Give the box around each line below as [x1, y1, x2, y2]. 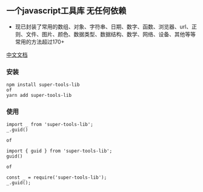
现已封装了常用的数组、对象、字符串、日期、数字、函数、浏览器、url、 [15, 23, 192, 30]
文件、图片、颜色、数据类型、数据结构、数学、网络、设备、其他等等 [25, 30, 196, 38]
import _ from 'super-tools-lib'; [6, 122, 94, 128]
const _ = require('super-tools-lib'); [6, 174, 107, 180]
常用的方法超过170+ [15, 38, 65, 45]
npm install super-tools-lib [6, 82, 80, 88]
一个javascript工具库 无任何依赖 [6, 5, 127, 16]
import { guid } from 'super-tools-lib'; [6, 148, 113, 154]
